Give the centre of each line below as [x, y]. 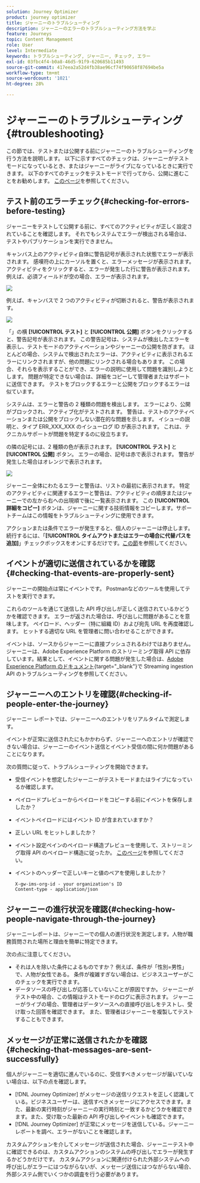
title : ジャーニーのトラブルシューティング [53, 23]
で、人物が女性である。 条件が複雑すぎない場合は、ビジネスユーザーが [102, 974]
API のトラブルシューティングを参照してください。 [68, 673]
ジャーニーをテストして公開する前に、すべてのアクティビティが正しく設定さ [99, 226]
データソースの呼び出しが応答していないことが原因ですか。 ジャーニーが [104, 989]
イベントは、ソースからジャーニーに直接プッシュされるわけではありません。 [100, 643]
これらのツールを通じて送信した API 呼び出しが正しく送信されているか [93, 609]
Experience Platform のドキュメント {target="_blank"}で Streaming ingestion [100, 666]
